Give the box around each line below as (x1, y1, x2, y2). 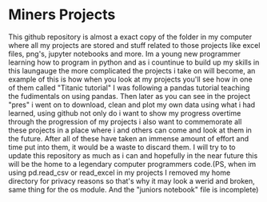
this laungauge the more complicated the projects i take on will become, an (8, 65, 256, 75)
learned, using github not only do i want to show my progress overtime (8, 108, 241, 117)
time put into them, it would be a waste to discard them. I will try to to (8, 142, 236, 152)
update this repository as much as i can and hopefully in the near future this (8, 150, 258, 160)
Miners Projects (8, 6, 116, 24)
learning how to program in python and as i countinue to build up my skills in (8, 57, 260, 67)
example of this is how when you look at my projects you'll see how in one (8, 74, 253, 84)
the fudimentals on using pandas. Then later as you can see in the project (8, 91, 251, 101)
